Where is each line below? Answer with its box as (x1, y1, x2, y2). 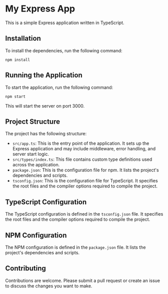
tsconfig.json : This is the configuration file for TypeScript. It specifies (12, 178, 158, 184)
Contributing (5, 264, 46, 273)
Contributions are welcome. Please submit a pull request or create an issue (5, 277, 160, 283)
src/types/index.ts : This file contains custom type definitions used (12, 156, 152, 162)
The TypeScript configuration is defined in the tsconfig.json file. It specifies (5, 211, 163, 217)
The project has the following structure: (5, 131, 87, 137)
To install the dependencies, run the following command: (5, 47, 123, 53)
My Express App (5, 3, 75, 15)
